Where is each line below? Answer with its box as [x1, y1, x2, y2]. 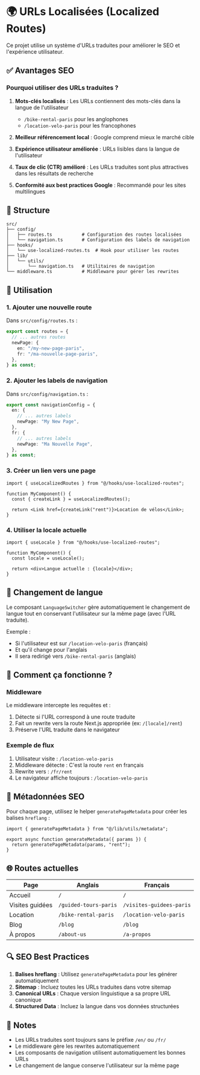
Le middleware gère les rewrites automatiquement [14, 1042, 140, 1050]
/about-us [58, 931, 87, 938]
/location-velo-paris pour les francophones [23, 122, 137, 129]
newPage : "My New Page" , [17, 418, 80, 425]
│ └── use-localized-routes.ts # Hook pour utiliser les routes [6, 248, 180, 254]
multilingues [14, 188, 46, 195]
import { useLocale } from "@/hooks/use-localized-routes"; [6, 539, 161, 546]
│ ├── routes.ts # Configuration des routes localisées [6, 232, 182, 238]
